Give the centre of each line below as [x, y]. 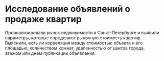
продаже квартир [43, 19]
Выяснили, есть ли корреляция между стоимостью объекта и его [74, 43]
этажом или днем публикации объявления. [50, 53]
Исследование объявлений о [68, 9]
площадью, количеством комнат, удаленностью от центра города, [75, 48]
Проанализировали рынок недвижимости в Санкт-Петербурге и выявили [82, 32]
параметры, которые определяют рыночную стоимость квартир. [73, 38]
